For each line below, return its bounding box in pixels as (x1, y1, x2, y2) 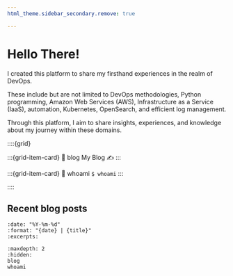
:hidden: (7, 252, 33, 259)
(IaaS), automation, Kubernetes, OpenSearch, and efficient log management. (7, 105, 227, 113)
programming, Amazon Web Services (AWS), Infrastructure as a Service (7, 97, 214, 106)
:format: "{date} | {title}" (7, 227, 92, 234)
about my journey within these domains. (7, 126, 122, 134)
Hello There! (7, 46, 80, 62)
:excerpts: (7, 234, 39, 241)
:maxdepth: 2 (7, 245, 45, 252)
